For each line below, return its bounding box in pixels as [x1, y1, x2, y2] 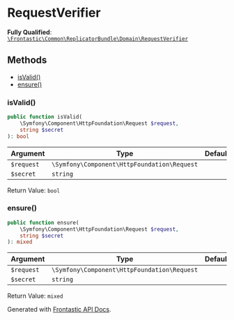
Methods [7, 54, 47, 66]
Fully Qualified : [7, 28, 52, 36]
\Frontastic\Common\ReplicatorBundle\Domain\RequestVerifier [7, 35, 189, 43]
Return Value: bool [7, 186, 61, 195]
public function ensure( [7, 219, 79, 226]
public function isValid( [7, 114, 82, 121]
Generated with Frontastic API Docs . [7, 305, 111, 314]
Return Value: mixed [7, 291, 63, 300]
